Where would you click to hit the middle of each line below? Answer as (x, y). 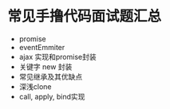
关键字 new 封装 (45, 66)
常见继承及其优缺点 (51, 76)
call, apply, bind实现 (52, 96)
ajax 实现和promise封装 (57, 56)
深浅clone (36, 86)
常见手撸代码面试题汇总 (85, 16)
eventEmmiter (42, 47)
